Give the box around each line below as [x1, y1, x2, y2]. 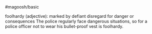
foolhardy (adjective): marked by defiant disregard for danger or [5, 13, 134, 19]
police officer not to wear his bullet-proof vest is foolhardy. [5, 23, 124, 29]
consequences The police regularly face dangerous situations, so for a [5, 19, 148, 24]
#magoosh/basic [5, 4, 39, 10]
